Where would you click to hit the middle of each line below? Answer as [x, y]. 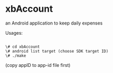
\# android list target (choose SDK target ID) [57, 51]
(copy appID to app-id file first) [38, 65]
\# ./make [16, 56]
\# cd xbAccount [22, 46]
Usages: [14, 33]
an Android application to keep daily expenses [54, 23]
